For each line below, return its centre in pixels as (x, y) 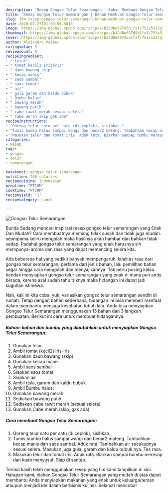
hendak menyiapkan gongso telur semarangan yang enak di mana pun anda (84, 274)
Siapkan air (24, 377)
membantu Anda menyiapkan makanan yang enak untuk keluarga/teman (80, 480)
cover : (12, 38)
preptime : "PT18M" (25, 186)
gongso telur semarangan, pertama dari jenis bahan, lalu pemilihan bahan (81, 264)
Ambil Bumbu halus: (33, 388)
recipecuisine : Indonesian (34, 181)
